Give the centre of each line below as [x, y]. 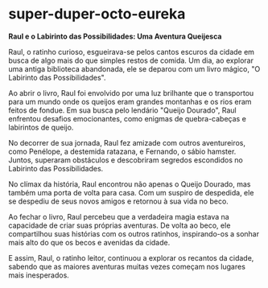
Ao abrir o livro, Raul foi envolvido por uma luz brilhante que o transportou [131, 93]
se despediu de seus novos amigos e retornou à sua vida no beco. [119, 201]
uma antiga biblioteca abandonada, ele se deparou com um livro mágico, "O [134, 68]
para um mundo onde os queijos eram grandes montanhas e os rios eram [130, 101]
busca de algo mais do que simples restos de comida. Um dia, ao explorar [131, 60]
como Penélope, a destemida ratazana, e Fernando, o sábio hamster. [122, 151]
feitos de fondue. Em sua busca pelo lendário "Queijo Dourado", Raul [122, 110]
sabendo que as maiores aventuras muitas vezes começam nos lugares [127, 266]
